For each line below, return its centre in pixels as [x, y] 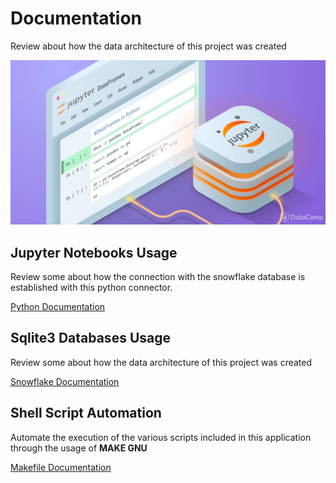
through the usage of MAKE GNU [79, 448]
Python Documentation [58, 307]
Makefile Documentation [61, 467]
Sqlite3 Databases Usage [90, 338]
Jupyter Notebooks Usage [94, 252]
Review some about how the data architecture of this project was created [161, 362]
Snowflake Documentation [65, 381]
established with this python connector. [91, 288]
